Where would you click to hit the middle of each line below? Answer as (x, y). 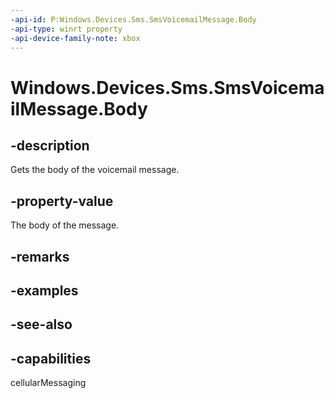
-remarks (40, 256)
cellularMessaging (48, 383)
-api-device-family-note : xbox (75, 38)
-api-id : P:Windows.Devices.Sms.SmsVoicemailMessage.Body (133, 19)
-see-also (41, 324)
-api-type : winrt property (66, 29)
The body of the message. (65, 225)
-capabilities (51, 358)
